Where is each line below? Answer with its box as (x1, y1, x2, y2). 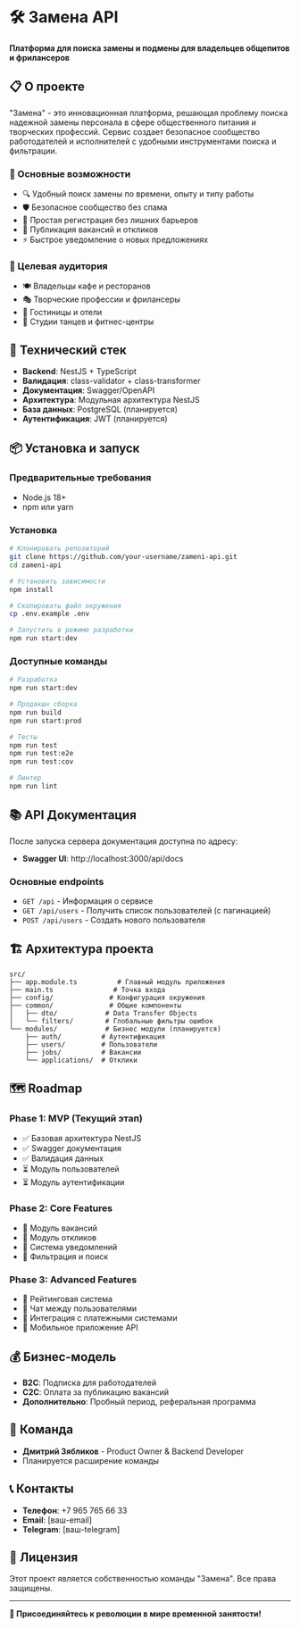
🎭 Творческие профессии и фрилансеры (21, 294, 181, 305)
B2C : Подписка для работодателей (21, 1377, 157, 1388)
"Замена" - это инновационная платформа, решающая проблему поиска (9, 107, 288, 118)
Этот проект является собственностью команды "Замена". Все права (9, 1574, 277, 1584)
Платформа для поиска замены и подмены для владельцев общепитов (9, 42, 290, 54)
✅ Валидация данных (21, 1153, 104, 1164)
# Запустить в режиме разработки (9, 626, 134, 635)
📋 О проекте (9, 79, 85, 95)
